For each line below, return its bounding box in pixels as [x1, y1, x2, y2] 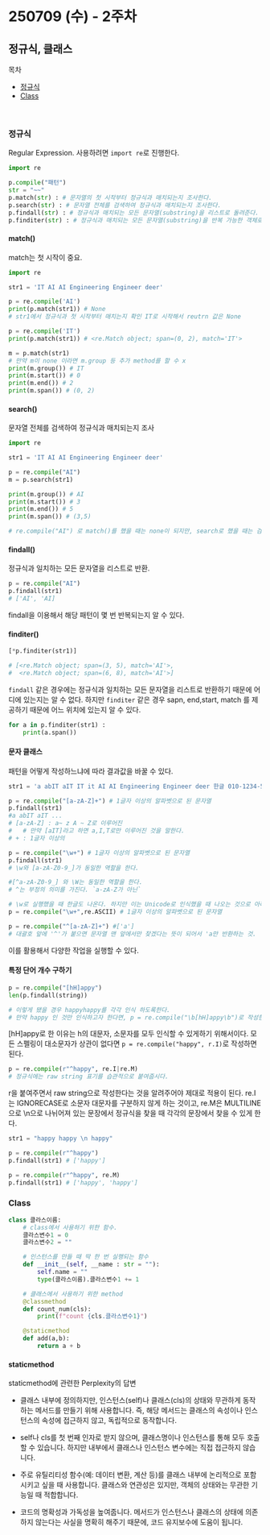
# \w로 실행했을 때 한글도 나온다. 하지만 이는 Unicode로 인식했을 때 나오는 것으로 [8, 900, 251, 909]
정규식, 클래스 [8, 42, 73, 56]
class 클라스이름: [8, 1216, 62, 1224]
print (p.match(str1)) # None [8, 305, 106, 313]
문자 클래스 [8, 747, 43, 757]
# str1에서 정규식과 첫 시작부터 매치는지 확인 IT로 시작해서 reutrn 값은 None [8, 313, 241, 321]
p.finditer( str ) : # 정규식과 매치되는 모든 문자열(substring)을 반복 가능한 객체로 [8, 216, 263, 224]
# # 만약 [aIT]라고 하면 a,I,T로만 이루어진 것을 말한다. [8, 827, 185, 835]
